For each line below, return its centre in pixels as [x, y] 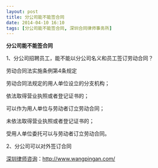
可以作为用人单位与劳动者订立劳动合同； [55, 109]
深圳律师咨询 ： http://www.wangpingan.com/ [61, 159]
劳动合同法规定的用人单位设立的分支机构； [58, 83]
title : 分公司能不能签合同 [36, 17]
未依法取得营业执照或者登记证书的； [50, 121]
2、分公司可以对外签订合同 [39, 146]
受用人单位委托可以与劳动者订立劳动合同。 [58, 134]
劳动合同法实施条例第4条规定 [42, 71]
